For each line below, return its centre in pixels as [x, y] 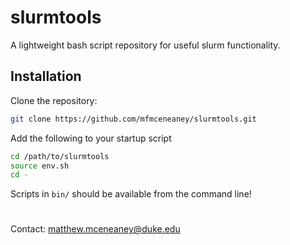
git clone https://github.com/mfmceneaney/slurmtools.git [133, 119]
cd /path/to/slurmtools [60, 156]
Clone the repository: [54, 100]
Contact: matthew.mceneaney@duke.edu [95, 229]
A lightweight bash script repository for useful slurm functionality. [145, 45]
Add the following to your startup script [91, 138]
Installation [46, 76]
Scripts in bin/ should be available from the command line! [131, 194]
